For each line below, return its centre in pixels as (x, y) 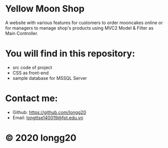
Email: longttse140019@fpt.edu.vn (48, 117)
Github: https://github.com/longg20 (49, 112)
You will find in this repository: (70, 54)
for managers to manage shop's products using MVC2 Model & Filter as (79, 28)
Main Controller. (22, 33)
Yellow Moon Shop (45, 9)
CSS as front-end (30, 73)
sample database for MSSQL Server (50, 78)
